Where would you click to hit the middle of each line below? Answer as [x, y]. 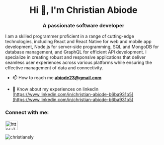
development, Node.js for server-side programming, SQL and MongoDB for [82, 47]
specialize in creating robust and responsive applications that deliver [76, 57]
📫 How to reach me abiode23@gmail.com [57, 78]
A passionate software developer [83, 26]
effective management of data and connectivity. [54, 68]
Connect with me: [27, 112]
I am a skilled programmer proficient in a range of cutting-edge [70, 36]
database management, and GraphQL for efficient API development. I [76, 52]
